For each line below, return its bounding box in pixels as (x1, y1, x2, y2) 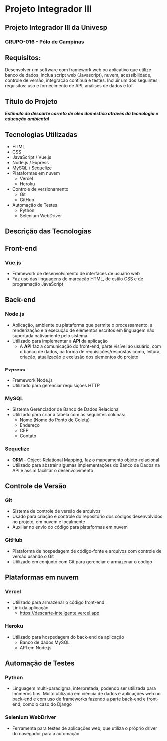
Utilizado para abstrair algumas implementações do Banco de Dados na (12, 462, 160, 468)
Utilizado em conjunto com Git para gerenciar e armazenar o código (12, 558, 152, 565)
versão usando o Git (12, 553, 54, 559)
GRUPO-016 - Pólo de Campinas (5, 38, 84, 45)
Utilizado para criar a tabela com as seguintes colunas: (12, 412, 126, 418)
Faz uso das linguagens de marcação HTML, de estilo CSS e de (12, 276, 144, 282)
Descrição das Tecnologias (5, 227, 91, 236)
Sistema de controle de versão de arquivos (12, 508, 101, 514)
